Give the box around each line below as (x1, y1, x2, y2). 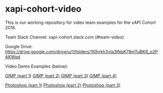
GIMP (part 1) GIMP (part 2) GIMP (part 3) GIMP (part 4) (5, 73, 117, 78)
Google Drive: (5, 43, 33, 49)
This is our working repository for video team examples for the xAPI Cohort (5, 19, 156, 25)
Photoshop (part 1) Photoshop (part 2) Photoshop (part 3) (5, 82, 121, 88)
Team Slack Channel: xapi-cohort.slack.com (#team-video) (5, 34, 124, 40)
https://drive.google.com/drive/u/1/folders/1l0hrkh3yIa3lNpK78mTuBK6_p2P (5, 49, 158, 55)
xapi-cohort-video (5, 3, 81, 15)
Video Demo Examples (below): (5, 63, 68, 69)
